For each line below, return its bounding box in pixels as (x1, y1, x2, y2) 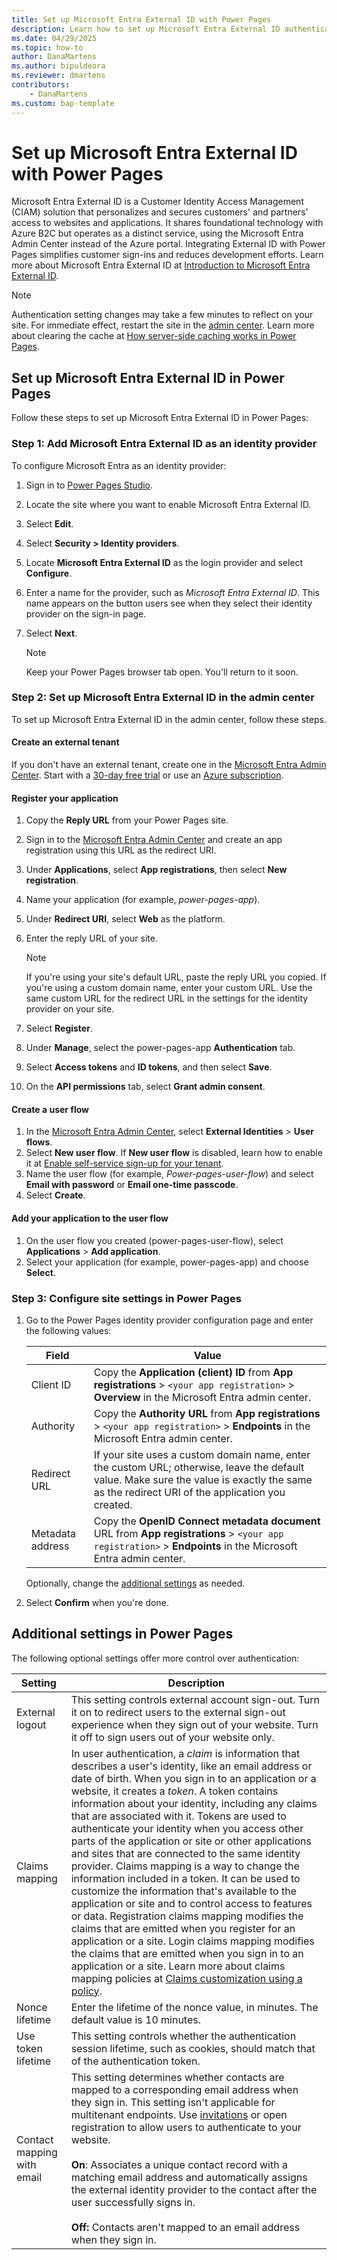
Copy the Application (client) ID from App (93, 1365, 294, 1379)
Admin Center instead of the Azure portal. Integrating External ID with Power (11, 238, 326, 250)
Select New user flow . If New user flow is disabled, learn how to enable (25, 1147, 323, 1159)
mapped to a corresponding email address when (70, 2082, 299, 2096)
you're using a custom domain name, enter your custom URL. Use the (25, 982, 313, 994)
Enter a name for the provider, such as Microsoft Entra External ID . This (25, 586, 321, 598)
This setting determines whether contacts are (70, 2070, 285, 2084)
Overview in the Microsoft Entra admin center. (93, 1390, 312, 1404)
